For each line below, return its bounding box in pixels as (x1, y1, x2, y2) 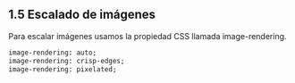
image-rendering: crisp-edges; (8, 56, 125, 65)
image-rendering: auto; (8, 48, 97, 57)
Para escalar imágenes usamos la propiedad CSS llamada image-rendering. (8, 30, 287, 41)
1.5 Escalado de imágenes (8, 7, 156, 22)
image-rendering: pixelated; (8, 64, 117, 74)
